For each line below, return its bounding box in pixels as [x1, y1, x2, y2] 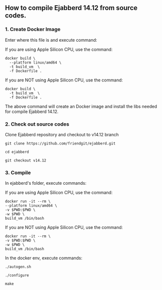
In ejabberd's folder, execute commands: [5, 180, 87, 186]
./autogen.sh [5, 264, 31, 270]
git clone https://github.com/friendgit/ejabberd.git [5, 141, 116, 146]
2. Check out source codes [5, 121, 70, 128]
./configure [5, 273, 29, 278]
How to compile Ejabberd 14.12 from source [5, 4, 138, 12]
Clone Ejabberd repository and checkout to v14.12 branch [5, 131, 119, 137]
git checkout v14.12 [5, 158, 47, 163]
